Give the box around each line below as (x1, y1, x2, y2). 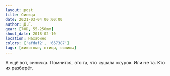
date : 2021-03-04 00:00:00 (5, 17, 63, 22)
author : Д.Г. (5, 21, 33, 27)
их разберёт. (5, 65, 33, 71)
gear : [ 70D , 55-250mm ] (5, 27, 54, 32)
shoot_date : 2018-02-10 (5, 31, 56, 36)
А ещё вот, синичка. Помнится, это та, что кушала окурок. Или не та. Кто (5, 59, 165, 65)
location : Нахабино (5, 36, 47, 41)
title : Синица (5, 12, 36, 17)
